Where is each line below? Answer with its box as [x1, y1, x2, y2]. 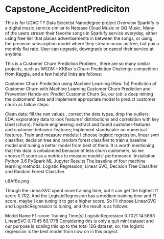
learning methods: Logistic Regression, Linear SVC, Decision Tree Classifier [5, 163, 158, 169]
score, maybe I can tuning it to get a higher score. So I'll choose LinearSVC [5, 198, 157, 204]
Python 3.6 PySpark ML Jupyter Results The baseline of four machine [5, 158, 146, 164]
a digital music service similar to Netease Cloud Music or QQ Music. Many [5, 25, 155, 30]
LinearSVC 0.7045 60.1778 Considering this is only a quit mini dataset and [5, 218, 154, 224]
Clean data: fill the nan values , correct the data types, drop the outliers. [5, 111, 150, 117]
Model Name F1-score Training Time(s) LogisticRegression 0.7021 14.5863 [5, 212, 155, 218]
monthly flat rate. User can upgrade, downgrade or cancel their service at [5, 46, 154, 52]
